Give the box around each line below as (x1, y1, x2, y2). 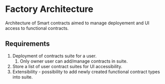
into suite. (12, 74, 33, 80)
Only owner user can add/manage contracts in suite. (19, 58, 128, 64)
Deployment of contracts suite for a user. (12, 53, 97, 59)
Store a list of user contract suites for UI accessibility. (12, 63, 123, 69)
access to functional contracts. (5, 25, 69, 31)
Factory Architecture (5, 3, 94, 15)
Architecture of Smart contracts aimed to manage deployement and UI (5, 20, 150, 26)
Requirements (5, 40, 50, 48)
